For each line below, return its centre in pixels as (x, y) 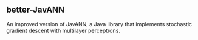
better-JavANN (36, 10)
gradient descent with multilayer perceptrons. (63, 30)
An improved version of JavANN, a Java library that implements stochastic (99, 24)
